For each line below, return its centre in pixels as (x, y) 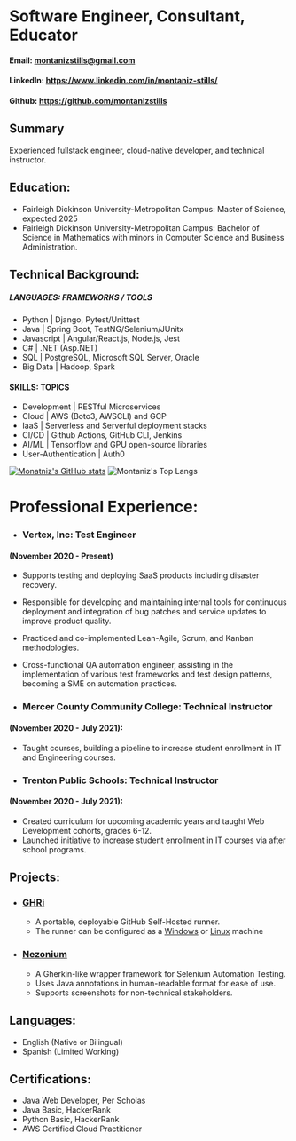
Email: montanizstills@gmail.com (72, 60)
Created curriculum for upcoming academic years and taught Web (143, 821)
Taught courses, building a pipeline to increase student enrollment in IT (152, 748)
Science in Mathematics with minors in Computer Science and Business (153, 237)
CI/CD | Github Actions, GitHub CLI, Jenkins (102, 435)
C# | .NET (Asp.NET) (60, 347)
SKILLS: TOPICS (39, 387)
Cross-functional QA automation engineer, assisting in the (127, 665)
